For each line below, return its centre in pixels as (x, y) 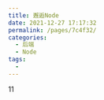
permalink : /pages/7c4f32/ (52, 30)
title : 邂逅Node (33, 15)
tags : (17, 60)
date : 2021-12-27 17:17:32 (52, 23)
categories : (28, 37)
